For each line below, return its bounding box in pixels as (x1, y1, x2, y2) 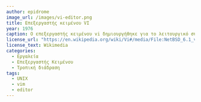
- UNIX (11, 76, 28, 82)
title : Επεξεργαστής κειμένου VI (6, 20, 90, 26)
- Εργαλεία (11, 53, 39, 59)
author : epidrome (6, 8, 50, 15)
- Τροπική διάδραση (11, 64, 60, 71)
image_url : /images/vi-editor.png (6, 14, 93, 20)
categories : (6, 48, 36, 54)
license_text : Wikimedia (6, 43, 68, 49)
